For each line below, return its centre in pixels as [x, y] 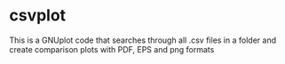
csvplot [38, 16]
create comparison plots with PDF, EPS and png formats [112, 49]
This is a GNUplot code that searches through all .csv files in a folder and [143, 40]
